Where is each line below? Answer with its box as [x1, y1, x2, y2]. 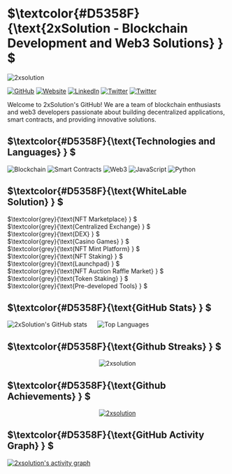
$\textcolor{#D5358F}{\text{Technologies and [7, 136, 215, 148]
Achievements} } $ [7, 390, 91, 402]
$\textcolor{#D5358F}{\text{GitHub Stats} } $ [7, 301, 212, 313]
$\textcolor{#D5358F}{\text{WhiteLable [7, 185, 187, 197]
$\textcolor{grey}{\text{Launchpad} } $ [7, 259, 120, 268]
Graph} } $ [7, 440, 54, 452]
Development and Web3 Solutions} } [7, 36, 224, 51]
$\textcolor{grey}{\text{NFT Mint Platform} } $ [7, 244, 140, 253]
